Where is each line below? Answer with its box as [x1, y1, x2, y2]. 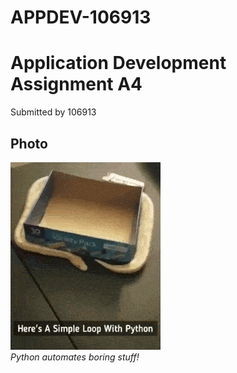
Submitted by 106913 [10, 106, 97, 118]
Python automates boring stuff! [10, 351, 140, 363]
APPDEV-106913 [10, 6, 152, 29]
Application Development [10, 52, 227, 75]
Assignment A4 [10, 73, 143, 96]
